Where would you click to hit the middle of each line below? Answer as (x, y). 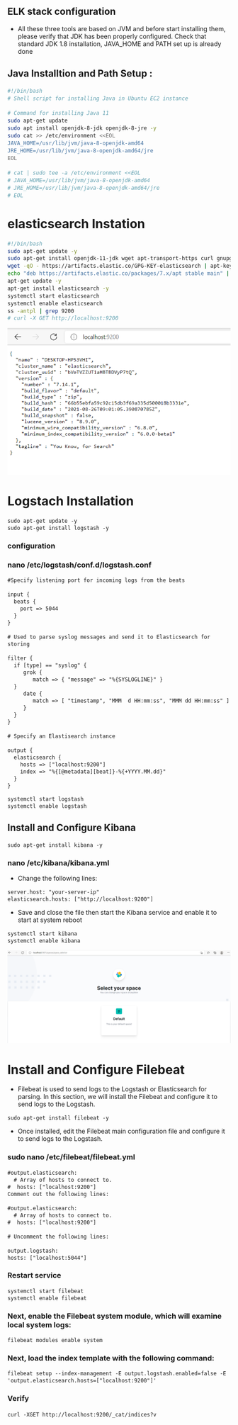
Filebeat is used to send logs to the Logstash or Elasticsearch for (112, 1089)
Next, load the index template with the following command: (111, 1358)
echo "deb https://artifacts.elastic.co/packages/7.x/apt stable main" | (119, 274)
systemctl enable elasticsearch (55, 303)
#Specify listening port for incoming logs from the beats (96, 580)
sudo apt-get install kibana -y (55, 845)
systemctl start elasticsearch (53, 296)
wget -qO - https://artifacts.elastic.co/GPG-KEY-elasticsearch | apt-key (120, 266)
